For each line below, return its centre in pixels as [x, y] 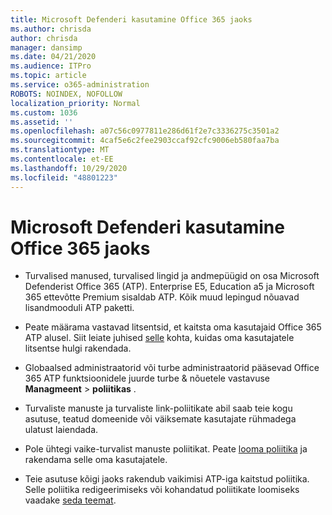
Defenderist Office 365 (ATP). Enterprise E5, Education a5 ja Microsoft [169, 287]
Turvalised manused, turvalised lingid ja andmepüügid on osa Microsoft [172, 276]
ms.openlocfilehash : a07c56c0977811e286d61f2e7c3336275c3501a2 [145, 131]
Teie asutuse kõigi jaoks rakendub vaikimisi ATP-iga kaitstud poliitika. [167, 479]
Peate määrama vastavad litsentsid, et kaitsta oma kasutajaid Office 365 [173, 327]
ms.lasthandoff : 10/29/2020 [69, 168]
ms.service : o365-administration [80, 85]
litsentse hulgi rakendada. [78, 348]
